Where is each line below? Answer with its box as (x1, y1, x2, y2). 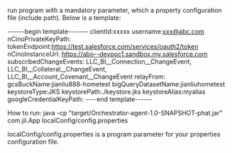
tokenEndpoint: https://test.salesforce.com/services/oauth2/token (7, 42, 199, 50)
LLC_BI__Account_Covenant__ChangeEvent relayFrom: (7, 72, 166, 81)
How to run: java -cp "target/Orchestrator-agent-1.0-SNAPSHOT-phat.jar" (7, 109, 223, 117)
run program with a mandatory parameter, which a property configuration (7, 6, 222, 14)
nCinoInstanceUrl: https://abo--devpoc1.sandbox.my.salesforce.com (7, 50, 208, 58)
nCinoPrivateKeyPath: (7, 35, 71, 43)
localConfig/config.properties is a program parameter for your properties (7, 130, 221, 138)
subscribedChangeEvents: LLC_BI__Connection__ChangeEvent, (7, 57, 192, 66)
